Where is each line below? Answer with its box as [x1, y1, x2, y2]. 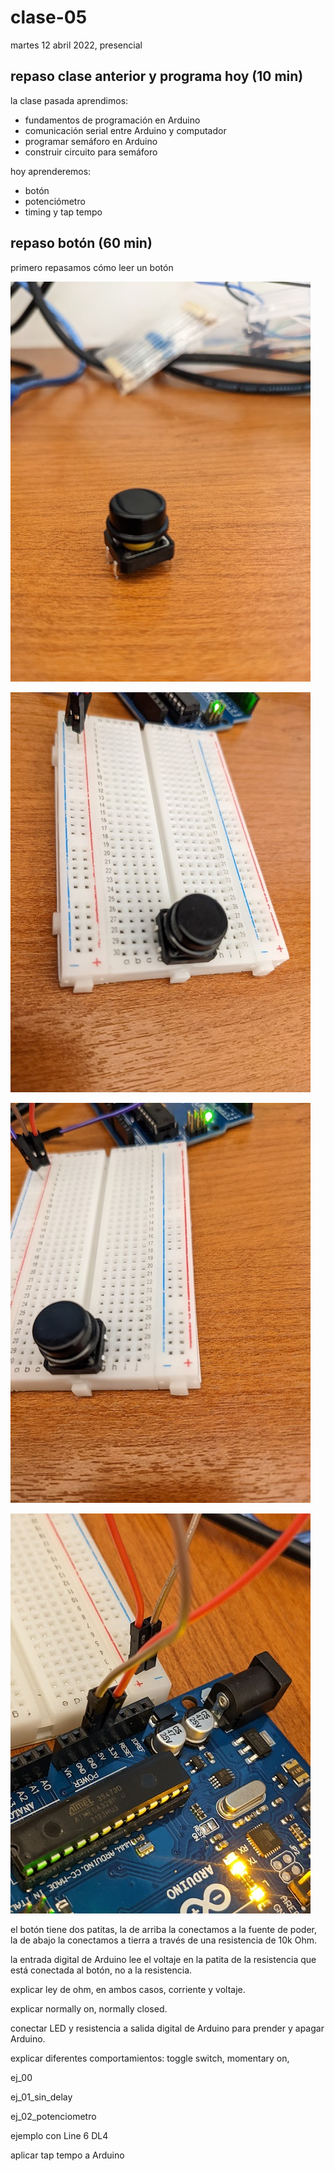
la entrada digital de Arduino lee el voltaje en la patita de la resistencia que [10, 1953, 317, 1965]
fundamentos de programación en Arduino [24, 114, 201, 126]
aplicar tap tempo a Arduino [10, 2149, 125, 2161]
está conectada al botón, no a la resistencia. [10, 1964, 193, 1976]
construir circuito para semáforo [24, 146, 158, 158]
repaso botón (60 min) [10, 235, 153, 252]
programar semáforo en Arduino [24, 135, 158, 147]
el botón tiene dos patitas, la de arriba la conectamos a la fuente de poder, [10, 1923, 317, 1935]
